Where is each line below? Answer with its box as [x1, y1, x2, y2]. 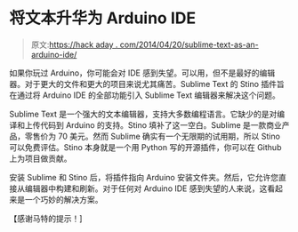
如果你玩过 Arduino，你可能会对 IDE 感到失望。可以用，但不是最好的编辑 [9, 68, 276, 78]
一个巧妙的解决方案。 [24, 194, 103, 204]
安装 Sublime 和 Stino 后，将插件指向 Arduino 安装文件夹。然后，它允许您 [9, 172, 278, 182]
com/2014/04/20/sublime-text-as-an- [119, 39, 260, 50]
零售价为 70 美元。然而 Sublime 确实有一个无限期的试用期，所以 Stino [24, 131, 280, 141]
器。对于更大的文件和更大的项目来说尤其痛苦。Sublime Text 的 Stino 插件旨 [9, 78, 285, 89]
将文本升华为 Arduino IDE [9, 8, 197, 28]
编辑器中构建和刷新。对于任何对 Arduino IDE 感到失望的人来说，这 [24, 183, 268, 194]
